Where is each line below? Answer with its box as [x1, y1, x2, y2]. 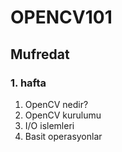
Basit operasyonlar [24, 130, 103, 142]
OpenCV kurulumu [24, 109, 102, 121]
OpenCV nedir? [24, 98, 89, 110]
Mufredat [10, 46, 70, 63]
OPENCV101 [10, 6, 113, 29]
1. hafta [10, 76, 47, 90]
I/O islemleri [24, 119, 75, 131]
